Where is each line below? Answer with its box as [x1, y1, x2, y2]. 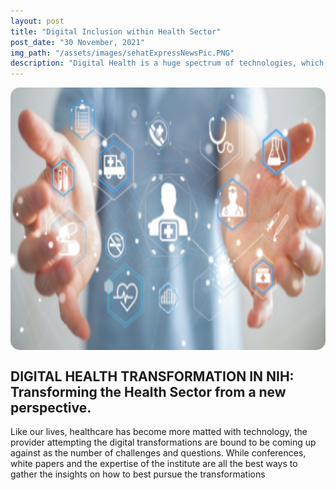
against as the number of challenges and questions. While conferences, [10, 446, 307, 459]
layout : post [10, 16, 65, 26]
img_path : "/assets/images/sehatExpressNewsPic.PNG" [10, 48, 235, 58]
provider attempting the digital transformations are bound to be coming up [10, 436, 317, 448]
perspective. [10, 399, 92, 416]
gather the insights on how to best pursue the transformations [10, 468, 266, 480]
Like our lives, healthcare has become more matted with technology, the [10, 425, 308, 437]
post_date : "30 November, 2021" [10, 37, 145, 47]
